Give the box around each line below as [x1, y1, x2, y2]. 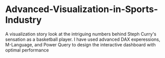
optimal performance [5, 47, 49, 53]
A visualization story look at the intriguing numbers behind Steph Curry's [5, 31, 156, 37]
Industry [5, 14, 42, 26]
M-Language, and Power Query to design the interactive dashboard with [5, 41, 156, 47]
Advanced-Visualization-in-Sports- [5, 4, 158, 15]
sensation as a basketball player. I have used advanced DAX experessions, [5, 36, 160, 42]
